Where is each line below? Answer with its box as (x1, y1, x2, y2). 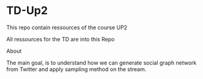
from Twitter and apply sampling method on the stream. (6, 65, 147, 73)
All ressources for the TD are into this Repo (6, 35, 115, 43)
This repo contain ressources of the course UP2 (6, 24, 127, 31)
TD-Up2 (6, 4, 48, 18)
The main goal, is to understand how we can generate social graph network (6, 59, 197, 66)
